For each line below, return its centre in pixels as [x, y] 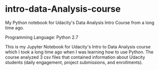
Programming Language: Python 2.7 [42, 37]
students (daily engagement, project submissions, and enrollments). [74, 62]
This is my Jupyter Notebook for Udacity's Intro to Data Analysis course [78, 47]
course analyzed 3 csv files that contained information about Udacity [75, 57]
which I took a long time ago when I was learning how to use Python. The [79, 52]
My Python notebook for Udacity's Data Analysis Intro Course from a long [80, 23]
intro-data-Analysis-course [63, 9]
